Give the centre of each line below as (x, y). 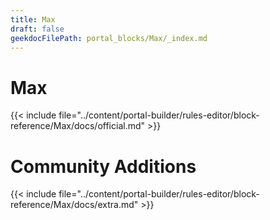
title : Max (33, 19)
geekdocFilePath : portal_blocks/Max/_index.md (109, 38)
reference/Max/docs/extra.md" (74, 205)
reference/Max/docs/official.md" (78, 126)
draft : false (37, 29)
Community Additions (103, 166)
